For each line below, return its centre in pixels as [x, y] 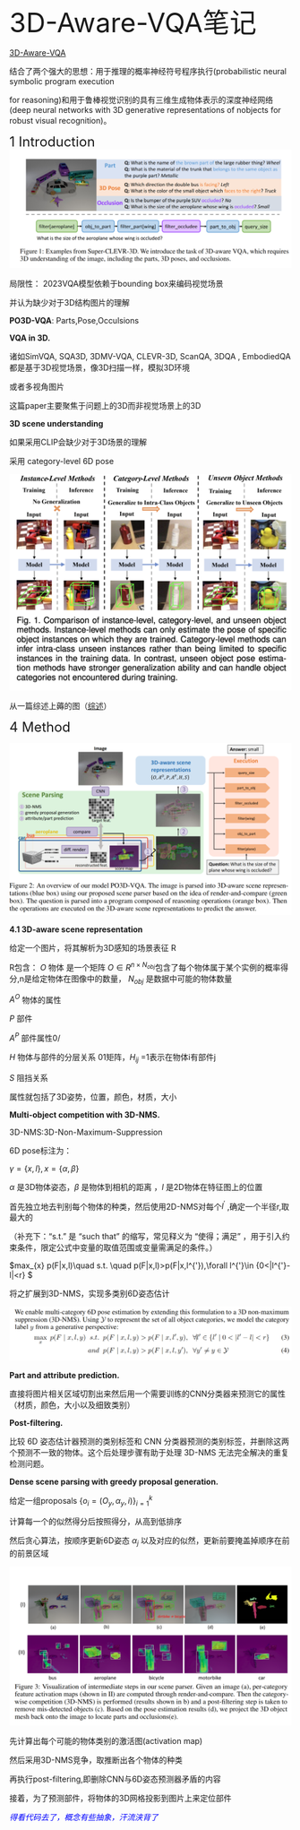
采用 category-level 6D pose [62, 462]
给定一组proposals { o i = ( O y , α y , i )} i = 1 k [81, 1501]
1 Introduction [52, 142]
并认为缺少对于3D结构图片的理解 [69, 303]
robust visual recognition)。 [60, 121]
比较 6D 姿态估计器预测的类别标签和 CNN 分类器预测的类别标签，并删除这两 [149, 1442]
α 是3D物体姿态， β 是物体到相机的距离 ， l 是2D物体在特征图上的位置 [136, 1187]
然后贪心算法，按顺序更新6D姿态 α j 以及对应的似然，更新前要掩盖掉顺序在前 [150, 1541]
